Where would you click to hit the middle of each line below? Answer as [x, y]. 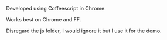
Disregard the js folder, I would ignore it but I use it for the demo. [84, 31]
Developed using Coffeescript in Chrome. [56, 8]
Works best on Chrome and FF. [44, 19]
